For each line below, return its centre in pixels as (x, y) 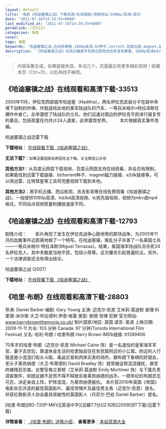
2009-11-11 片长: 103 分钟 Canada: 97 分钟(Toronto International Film (75, 328)
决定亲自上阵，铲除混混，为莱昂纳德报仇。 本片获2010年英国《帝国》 (88, 382)
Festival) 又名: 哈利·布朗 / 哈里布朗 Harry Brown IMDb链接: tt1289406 (75, 334)
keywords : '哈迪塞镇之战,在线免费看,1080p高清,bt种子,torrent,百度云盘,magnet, (82, 47)
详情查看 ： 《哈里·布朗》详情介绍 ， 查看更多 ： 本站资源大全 (65, 422)
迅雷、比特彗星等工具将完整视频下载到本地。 (59, 181)
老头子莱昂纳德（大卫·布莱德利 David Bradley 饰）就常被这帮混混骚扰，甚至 (82, 363)
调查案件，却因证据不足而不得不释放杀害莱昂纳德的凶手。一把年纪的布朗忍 (81, 376)
